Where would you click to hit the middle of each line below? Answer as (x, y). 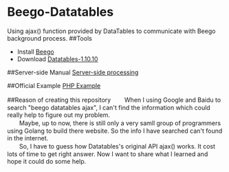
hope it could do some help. (47, 161)
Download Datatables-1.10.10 (57, 58)
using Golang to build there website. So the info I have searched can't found (115, 131)
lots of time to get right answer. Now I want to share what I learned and (108, 154)
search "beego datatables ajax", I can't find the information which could (109, 107)
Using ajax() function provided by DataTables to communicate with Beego (111, 31)
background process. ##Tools (50, 38)
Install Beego (35, 52)
